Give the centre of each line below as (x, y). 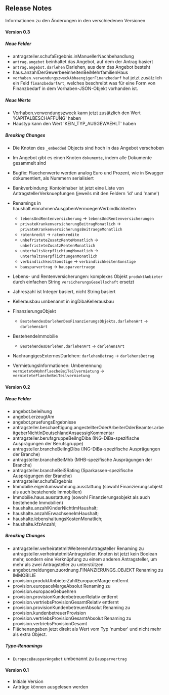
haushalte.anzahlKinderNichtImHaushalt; (55, 508)
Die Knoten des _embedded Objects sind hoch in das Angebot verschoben (88, 148)
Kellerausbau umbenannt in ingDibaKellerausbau (63, 302)
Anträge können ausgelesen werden (50, 687)
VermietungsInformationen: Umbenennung (57, 365)
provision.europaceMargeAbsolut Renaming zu (61, 586)
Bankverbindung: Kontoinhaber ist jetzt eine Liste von (68, 188)
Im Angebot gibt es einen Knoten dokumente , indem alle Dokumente (82, 158)
